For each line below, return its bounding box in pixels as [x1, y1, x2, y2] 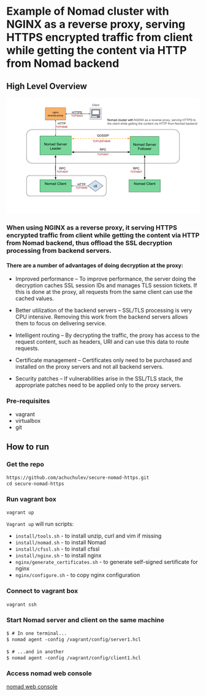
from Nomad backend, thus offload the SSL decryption [6, 238, 173, 247]
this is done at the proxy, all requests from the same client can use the [15, 288, 193, 296]
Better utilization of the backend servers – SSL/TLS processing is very [15, 307, 193, 314]
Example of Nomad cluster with [6, 4, 170, 18]
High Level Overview [6, 81, 88, 91]
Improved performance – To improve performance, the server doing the [15, 275, 196, 283]
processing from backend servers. [6, 246, 112, 255]
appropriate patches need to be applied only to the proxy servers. [15, 382, 182, 389]
